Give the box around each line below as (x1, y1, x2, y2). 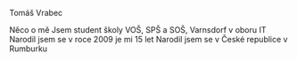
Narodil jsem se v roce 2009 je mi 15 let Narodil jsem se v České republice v (9, 34, 288, 44)
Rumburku (9, 43, 47, 54)
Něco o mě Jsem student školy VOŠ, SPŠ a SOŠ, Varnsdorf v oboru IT (9, 25, 267, 34)
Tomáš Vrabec (9, 8, 63, 18)
